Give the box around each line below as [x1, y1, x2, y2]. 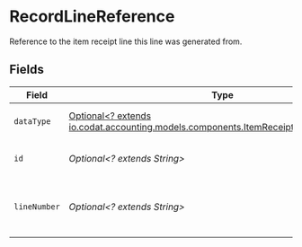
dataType [13, 116, 51, 127]
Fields [9, 62, 45, 77]
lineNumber [13, 201, 60, 212]
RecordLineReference [9, 6, 175, 27]
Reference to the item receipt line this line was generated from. [9, 36, 243, 47]
